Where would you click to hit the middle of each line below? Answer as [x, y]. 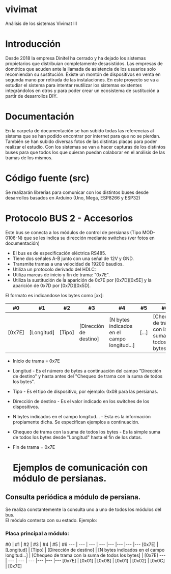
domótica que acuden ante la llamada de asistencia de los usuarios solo [81, 69]
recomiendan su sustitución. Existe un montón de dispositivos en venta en [83, 74]
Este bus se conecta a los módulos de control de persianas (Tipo [73, 232]
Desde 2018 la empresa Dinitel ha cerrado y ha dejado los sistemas [76, 58]
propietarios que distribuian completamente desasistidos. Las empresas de [84, 63]
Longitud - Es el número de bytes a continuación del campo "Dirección [87, 370]
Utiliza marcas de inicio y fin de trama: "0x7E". [61, 275]
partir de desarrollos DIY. [32, 96]
